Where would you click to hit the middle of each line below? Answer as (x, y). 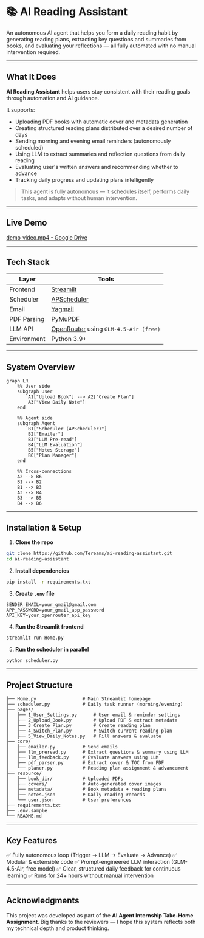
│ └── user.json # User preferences (69, 800)
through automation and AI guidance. (53, 98)
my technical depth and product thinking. (58, 928)
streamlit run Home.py (35, 638)
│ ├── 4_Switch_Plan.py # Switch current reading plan (89, 731)
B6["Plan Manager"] (53, 456)
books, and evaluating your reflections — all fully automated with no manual (101, 46)
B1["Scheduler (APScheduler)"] (68, 429)
